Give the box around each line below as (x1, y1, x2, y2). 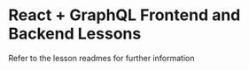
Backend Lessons (8, 24, 142, 44)
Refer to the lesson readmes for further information (8, 52, 195, 63)
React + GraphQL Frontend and (8, 5, 241, 25)
